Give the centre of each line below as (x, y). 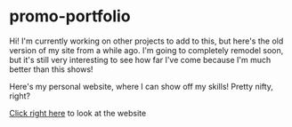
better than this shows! (51, 69)
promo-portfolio (70, 16)
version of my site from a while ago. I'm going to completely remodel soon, (146, 50)
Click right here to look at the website (78, 113)
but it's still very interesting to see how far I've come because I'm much (140, 60)
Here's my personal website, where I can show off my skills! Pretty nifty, (142, 86)
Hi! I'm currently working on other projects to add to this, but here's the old (146, 41)
